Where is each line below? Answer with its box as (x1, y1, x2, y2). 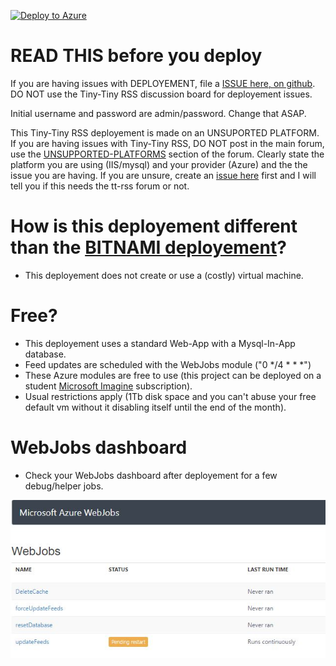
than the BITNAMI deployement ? (10, 236, 287, 259)
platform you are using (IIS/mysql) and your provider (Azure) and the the (10, 158, 308, 170)
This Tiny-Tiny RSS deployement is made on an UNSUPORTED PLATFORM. (10, 126, 320, 139)
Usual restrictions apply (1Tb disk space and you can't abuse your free (24, 390, 317, 402)
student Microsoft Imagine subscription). (24, 380, 193, 392)
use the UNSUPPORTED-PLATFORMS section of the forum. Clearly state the (10, 148, 325, 160)
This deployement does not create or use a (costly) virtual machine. (24, 269, 304, 281)
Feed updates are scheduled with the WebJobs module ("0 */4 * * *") (24, 358, 312, 370)
